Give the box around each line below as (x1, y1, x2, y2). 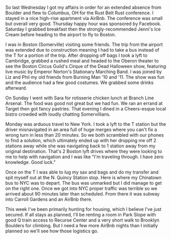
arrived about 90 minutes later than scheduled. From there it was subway (5, 191, 160, 197)
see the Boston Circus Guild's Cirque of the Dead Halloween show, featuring (5, 63, 166, 69)
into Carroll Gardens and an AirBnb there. (5, 197, 93, 202)
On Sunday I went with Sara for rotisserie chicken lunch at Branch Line (5, 95, 154, 101)
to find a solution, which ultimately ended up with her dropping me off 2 (5, 138, 157, 143)
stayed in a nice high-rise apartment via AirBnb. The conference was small (5, 15, 163, 21)
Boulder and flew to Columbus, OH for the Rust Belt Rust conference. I (5, 10, 154, 16)
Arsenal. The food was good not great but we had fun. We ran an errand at (5, 100, 163, 106)
